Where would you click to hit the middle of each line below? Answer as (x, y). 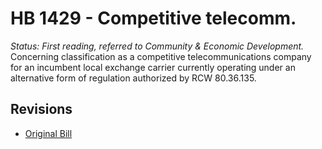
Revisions (41, 109)
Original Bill (48, 133)
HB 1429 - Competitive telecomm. (153, 18)
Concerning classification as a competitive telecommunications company (161, 56)
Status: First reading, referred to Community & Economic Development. (157, 46)
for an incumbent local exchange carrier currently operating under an (153, 67)
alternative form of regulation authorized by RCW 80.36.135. (133, 78)
